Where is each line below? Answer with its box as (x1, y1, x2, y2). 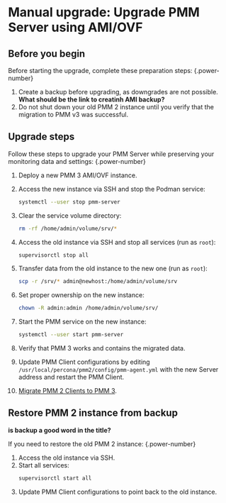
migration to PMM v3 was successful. (18, 111, 129, 118)
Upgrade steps (8, 131, 75, 143)
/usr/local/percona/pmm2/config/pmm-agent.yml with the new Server (18, 365, 219, 374)
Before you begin (8, 48, 86, 60)
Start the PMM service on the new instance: (18, 317, 147, 326)
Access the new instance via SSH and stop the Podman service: (18, 184, 206, 193)
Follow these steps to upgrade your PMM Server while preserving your (8, 150, 215, 158)
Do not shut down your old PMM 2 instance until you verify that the (18, 103, 215, 111)
